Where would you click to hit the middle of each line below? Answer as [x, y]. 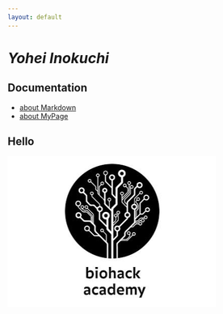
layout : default [35, 17]
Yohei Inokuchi [59, 58]
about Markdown [48, 107]
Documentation [48, 88]
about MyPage [44, 116]
